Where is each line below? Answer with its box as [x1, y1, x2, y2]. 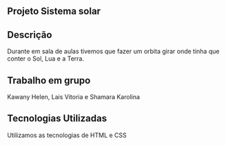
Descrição [7, 29, 52, 41]
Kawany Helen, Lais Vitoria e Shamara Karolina [7, 93, 140, 101]
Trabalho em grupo [7, 74, 91, 86]
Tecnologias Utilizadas [7, 113, 107, 125]
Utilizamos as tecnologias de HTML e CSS [7, 131, 127, 139]
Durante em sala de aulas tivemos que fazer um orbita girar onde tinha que [7, 48, 220, 56]
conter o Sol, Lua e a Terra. [7, 54, 85, 63]
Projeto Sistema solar [7, 6, 101, 17]
